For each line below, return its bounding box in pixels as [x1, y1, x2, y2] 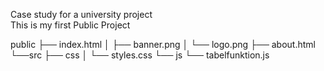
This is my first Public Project [10, 19, 131, 31]
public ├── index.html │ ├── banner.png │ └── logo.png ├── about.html [10, 39, 316, 50]
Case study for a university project [10, 9, 153, 20]
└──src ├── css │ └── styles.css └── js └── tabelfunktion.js [10, 49, 270, 61]
